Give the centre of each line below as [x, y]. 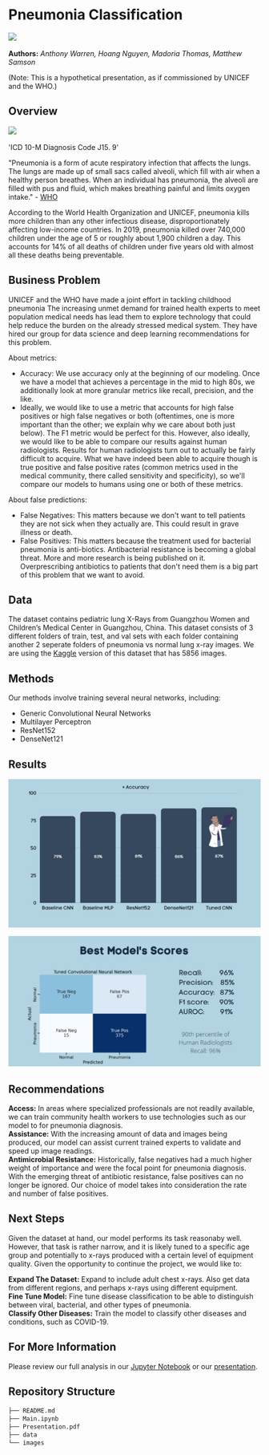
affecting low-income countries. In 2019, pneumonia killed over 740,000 [127, 229]
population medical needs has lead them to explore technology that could [129, 316]
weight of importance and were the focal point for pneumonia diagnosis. [127, 1168]
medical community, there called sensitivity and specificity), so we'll [132, 476]
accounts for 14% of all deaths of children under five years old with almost [131, 246]
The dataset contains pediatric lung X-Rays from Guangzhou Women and [129, 619]
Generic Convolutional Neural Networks [85, 713]
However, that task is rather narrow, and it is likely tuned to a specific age [129, 1246]
